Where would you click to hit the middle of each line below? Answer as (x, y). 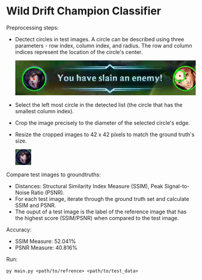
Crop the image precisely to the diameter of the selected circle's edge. (103, 123)
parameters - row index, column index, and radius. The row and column (103, 46)
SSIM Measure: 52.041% (45, 241)
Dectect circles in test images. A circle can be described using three (99, 39)
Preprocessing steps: (32, 28)
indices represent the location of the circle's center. (79, 52)
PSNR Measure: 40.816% (46, 248)
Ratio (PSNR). (48, 192)
